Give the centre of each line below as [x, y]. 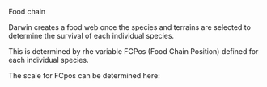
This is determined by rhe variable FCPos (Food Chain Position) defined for [133, 51]
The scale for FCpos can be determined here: [84, 75]
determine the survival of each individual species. [91, 36]
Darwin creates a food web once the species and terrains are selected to [129, 27]
